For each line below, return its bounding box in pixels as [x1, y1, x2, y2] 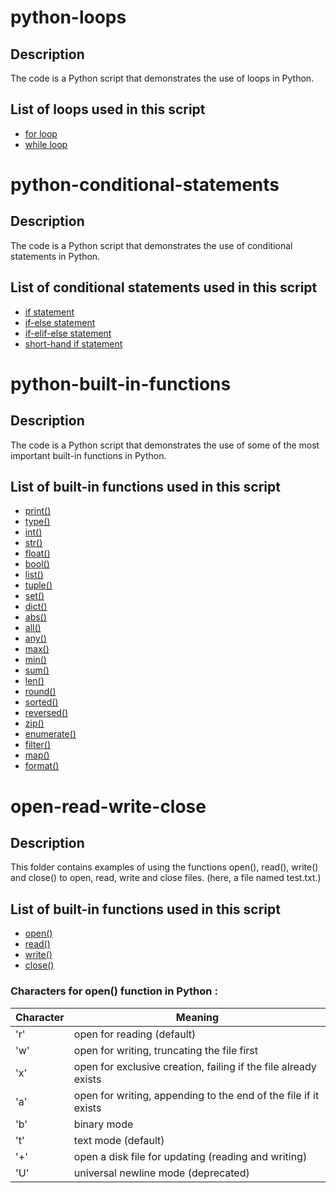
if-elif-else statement [24, 327, 112, 339]
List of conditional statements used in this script [10, 279, 318, 296]
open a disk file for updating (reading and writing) [73, 1149, 308, 1163]
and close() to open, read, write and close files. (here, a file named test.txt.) [10, 872, 322, 884]
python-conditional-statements [10, 174, 280, 196]
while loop [24, 138, 68, 150]
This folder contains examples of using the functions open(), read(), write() [10, 861, 319, 873]
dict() [24, 601, 48, 613]
